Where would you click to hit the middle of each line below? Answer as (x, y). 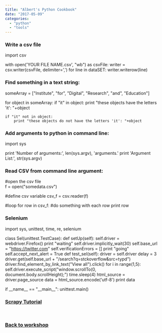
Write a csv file (23, 45)
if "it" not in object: (29, 117)
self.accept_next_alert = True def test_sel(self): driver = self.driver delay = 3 (81, 254)
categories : (17, 18)
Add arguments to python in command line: (57, 133)
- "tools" (19, 28)
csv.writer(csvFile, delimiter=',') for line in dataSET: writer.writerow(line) (76, 70)
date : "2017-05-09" (25, 14)
